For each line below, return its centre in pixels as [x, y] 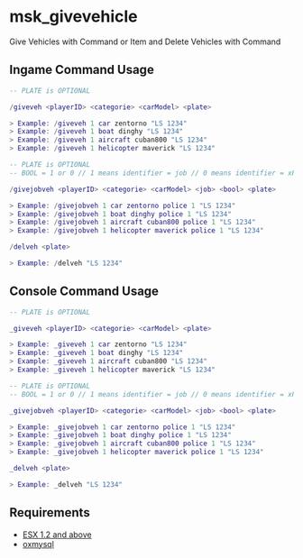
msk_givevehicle [73, 17]
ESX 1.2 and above [57, 535]
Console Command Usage [84, 292]
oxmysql [38, 544]
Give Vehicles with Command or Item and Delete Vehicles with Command [145, 41]
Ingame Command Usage [82, 70]
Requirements [50, 512]
